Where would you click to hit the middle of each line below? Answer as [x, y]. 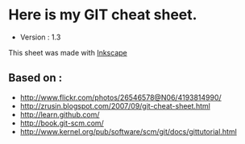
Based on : [35, 78]
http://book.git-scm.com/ [62, 123]
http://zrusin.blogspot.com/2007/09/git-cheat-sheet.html [115, 105]
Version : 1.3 [40, 37]
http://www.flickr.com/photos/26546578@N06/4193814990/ [120, 97]
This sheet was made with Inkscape [68, 52]
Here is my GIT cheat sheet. [103, 15]
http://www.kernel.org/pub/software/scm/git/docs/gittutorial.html [129, 131]
